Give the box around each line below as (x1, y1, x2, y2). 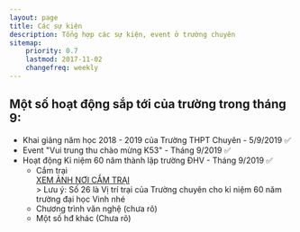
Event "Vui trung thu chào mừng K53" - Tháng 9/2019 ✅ (22, 145, 232, 156)
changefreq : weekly (25, 64, 99, 73)
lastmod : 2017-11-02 (25, 55, 103, 64)
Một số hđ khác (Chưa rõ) (35, 212, 132, 223)
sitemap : (9, 38, 42, 48)
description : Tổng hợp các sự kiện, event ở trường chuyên (9, 30, 236, 39)
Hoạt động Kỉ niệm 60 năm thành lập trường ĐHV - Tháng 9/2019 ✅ (22, 155, 273, 165)
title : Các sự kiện (9, 22, 83, 31)
